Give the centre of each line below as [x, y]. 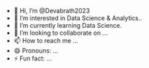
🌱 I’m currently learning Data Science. [68, 25]
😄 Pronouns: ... [36, 51]
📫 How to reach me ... [46, 41]
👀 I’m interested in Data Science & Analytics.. [78, 18]
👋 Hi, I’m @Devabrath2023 [52, 11]
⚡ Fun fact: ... [33, 58]
